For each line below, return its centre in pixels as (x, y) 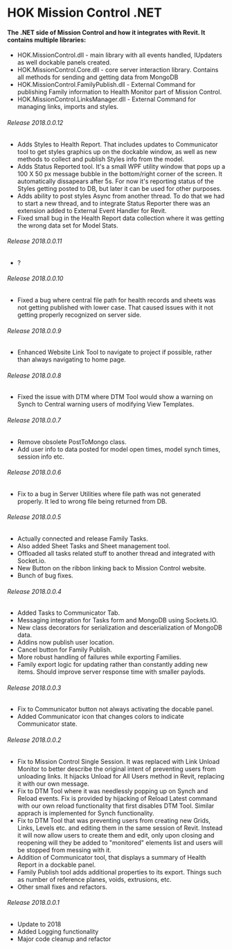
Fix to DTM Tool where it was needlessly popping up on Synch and (113, 791)
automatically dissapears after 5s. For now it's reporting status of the (116, 181)
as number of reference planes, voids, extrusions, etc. (94, 879)
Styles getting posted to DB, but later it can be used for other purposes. (119, 188)
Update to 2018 (39, 924)
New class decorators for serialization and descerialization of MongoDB (120, 628)
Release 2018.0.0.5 (34, 517)
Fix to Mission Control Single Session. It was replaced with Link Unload (118, 761)
